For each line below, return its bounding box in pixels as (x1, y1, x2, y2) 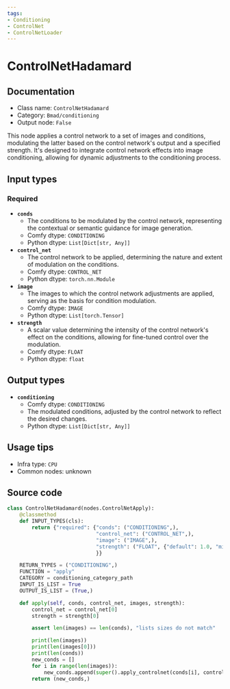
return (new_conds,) (31, 675, 90, 682)
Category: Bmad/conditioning (16, 111, 99, 120)
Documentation (7, 86, 75, 97)
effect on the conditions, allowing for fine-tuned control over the (27, 333, 209, 341)
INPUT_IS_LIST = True (19, 581, 81, 588)
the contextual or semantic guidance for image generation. (27, 224, 193, 232)
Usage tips (7, 442, 54, 454)
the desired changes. (27, 415, 88, 423)
